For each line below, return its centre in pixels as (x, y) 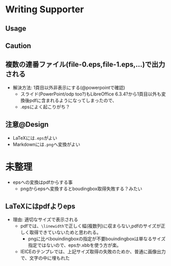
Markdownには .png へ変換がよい (46, 144)
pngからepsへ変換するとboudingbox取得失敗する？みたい (81, 188)
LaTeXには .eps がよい (35, 138)
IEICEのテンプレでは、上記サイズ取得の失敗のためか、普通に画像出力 (93, 252)
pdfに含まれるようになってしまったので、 (73, 100)
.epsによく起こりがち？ (45, 107)
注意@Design (27, 125)
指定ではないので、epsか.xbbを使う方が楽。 (74, 245)
